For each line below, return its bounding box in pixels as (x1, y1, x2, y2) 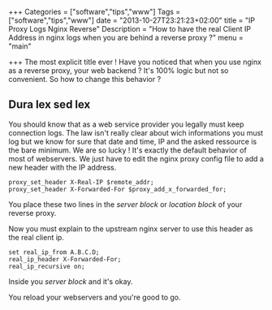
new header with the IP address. (8, 162, 117, 172)
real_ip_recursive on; (8, 262, 85, 270)
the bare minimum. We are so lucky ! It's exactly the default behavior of (8, 145, 248, 155)
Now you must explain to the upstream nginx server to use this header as (8, 223, 253, 234)
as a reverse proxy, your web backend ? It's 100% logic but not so (8, 66, 229, 75)
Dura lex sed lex (8, 97, 91, 112)
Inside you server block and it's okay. (8, 276, 133, 286)
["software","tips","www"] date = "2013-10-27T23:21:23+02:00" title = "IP (8, 15, 256, 25)
